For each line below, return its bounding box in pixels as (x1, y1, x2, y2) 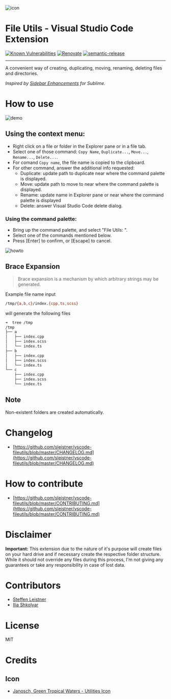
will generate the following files (5, 310, 71, 316)
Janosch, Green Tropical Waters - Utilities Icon (12, 688, 111, 694)
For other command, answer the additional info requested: (12, 164, 135, 171)
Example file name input (5, 291, 56, 297)
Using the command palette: (5, 215, 77, 222)
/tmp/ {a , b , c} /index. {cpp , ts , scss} (5, 301, 79, 306)
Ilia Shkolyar (12, 602, 39, 608)
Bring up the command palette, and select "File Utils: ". (12, 227, 128, 233)
